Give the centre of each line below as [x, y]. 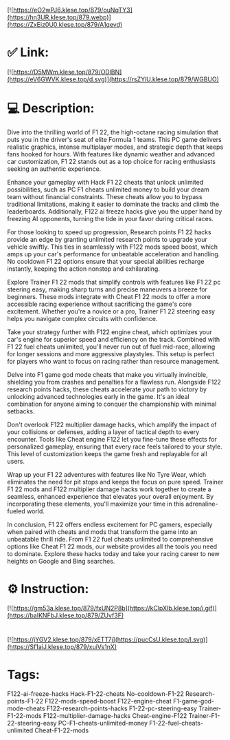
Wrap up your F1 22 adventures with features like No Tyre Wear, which [107, 474]
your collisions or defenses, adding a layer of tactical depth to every [103, 432]
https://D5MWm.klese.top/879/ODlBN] [68, 72]
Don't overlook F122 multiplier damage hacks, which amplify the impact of [112, 424]
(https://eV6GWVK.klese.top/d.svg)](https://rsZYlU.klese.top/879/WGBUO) [113, 79]
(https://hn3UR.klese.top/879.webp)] [59, 17]
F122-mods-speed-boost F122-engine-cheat [108, 701]
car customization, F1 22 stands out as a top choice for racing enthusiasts [112, 161]
